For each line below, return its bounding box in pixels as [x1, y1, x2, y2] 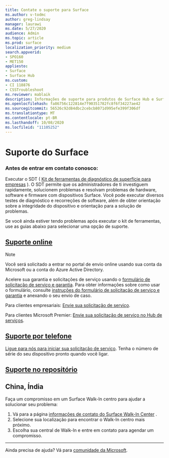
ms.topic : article [5, 36, 44, 41]
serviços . [5, 317, 25, 323]
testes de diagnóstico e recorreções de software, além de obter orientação [5, 197, 161, 203]
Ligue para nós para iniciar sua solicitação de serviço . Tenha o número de [5, 345, 158, 351]
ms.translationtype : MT [5, 111, 55, 116]
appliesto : [5, 64, 28, 69]
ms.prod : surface [5, 40, 42, 45]
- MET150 [5, 59, 24, 64]
